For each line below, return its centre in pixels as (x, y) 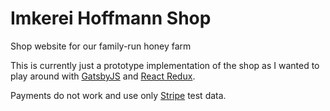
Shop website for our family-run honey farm (101, 46)
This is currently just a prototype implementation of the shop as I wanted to (165, 65)
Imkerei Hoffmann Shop (111, 18)
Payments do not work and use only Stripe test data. (118, 95)
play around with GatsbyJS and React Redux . (103, 76)
